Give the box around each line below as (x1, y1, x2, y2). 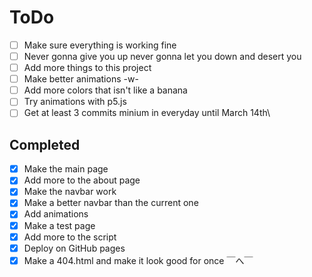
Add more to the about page (23, 174, 141, 186)
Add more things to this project (23, 62, 152, 74)
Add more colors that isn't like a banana (23, 84, 188, 96)
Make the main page (23, 163, 109, 175)
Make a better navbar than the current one (23, 197, 199, 209)
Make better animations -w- (23, 73, 139, 85)
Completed (9, 136, 81, 153)
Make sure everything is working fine (23, 39, 177, 51)
